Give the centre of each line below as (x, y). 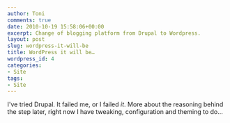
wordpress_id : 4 (31, 59)
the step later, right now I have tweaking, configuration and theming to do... (115, 112)
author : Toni (26, 14)
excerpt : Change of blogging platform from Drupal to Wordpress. (104, 33)
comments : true (29, 20)
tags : (15, 78)
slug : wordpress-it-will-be (48, 46)
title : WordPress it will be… (51, 53)
